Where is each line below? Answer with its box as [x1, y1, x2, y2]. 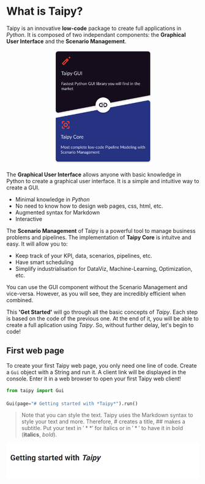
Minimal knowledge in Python [15, 195, 90, 203]
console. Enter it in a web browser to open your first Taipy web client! [6, 375, 182, 382]
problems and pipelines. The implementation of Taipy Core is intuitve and [6, 233, 192, 241]
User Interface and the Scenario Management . [6, 37, 127, 45]
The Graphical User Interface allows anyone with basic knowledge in [6, 170, 182, 178]
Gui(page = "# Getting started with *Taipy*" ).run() [6, 400, 138, 407]
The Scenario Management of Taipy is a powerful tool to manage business [6, 227, 196, 234]
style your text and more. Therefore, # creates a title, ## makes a [21, 418, 185, 425]
